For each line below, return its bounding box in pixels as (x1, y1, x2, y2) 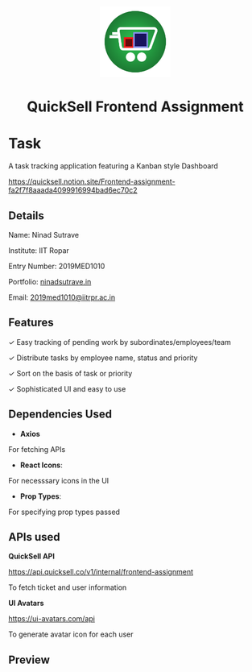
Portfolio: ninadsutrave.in (8, 276, 92, 286)
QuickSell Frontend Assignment (27, 97, 244, 116)
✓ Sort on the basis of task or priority (8, 368, 133, 378)
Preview (8, 653, 51, 666)
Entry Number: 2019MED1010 (8, 261, 105, 271)
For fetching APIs (8, 444, 66, 454)
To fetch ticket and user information (8, 583, 127, 592)
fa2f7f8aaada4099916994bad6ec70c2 (8, 185, 138, 195)
